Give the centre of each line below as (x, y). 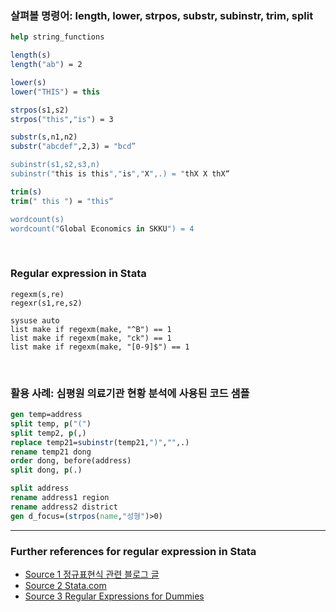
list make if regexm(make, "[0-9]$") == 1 (100, 347)
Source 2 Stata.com (65, 585)
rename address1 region (60, 498)
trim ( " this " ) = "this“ (62, 201)
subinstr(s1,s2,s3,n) (55, 165)
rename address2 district (64, 507)
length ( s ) (31, 55)
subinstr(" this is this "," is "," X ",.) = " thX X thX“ (120, 174)
